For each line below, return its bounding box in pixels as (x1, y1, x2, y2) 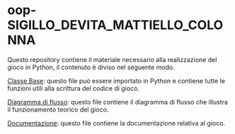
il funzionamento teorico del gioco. (7, 105, 109, 114)
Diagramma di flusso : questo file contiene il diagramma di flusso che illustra (7, 97, 229, 106)
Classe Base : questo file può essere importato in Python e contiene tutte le (7, 76, 225, 85)
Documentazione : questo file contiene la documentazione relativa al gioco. (7, 118, 225, 127)
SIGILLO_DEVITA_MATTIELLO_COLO (7, 17, 224, 33)
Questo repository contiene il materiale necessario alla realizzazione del (7, 55, 217, 63)
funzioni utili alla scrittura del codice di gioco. (7, 84, 140, 92)
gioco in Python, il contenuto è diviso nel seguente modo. (7, 63, 175, 71)
